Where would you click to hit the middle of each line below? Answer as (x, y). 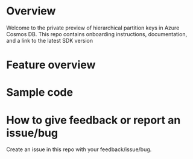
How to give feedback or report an (93, 120)
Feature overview (51, 65)
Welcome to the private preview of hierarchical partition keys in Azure (93, 28)
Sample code (40, 92)
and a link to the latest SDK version (50, 40)
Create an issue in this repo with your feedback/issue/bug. (79, 149)
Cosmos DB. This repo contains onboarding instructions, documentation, (97, 34)
